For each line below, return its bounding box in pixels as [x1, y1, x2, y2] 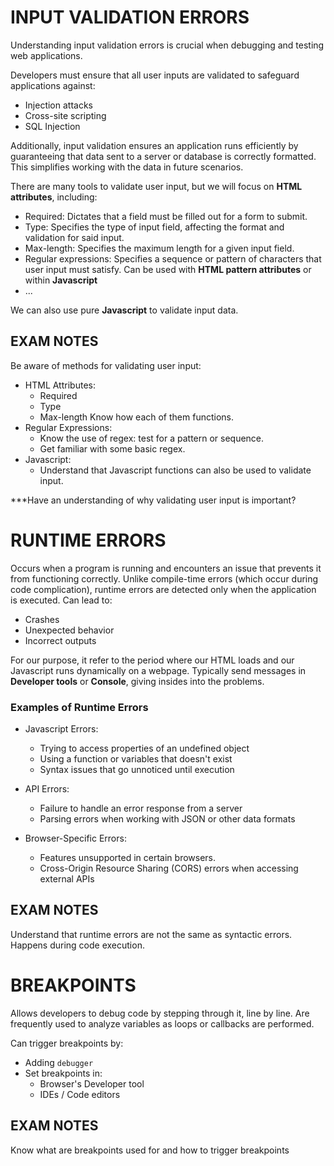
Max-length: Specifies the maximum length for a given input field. [24, 242, 295, 254]
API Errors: [24, 782, 70, 795]
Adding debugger [24, 1056, 94, 1068]
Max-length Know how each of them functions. [39, 411, 235, 423]
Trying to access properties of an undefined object [39, 742, 250, 754]
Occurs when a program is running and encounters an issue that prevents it [10, 562, 322, 574]
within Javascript [24, 274, 98, 286]
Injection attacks [24, 99, 93, 111]
